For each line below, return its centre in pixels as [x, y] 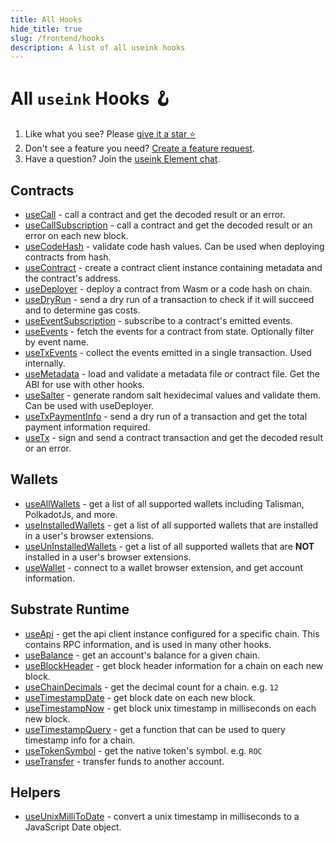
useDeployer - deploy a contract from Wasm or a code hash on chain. [168, 289]
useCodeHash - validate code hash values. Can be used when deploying [174, 246]
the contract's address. [73, 278]
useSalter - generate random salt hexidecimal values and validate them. [172, 395]
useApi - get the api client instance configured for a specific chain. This [172, 633]
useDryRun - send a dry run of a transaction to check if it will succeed [169, 299]
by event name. [56, 342]
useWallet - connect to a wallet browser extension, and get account [163, 567]
